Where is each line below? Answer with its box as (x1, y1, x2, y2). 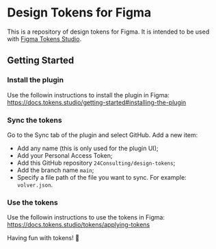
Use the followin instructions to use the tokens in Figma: (7, 213, 165, 222)
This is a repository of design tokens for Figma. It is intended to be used (7, 27, 210, 36)
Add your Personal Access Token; (16, 151, 113, 159)
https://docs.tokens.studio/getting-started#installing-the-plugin (7, 98, 187, 106)
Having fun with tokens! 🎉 (7, 234, 80, 242)
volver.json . (16, 180, 53, 189)
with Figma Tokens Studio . (7, 34, 82, 43)
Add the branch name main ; (16, 166, 94, 174)
